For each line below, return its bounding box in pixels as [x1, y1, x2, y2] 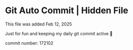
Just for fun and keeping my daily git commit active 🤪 [5, 30, 113, 36]
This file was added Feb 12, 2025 [5, 21, 72, 27]
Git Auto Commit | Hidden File [5, 5, 129, 16]
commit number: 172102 [5, 40, 53, 46]
